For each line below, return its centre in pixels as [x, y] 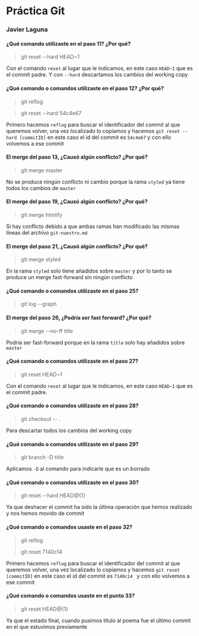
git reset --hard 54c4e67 [51, 113]
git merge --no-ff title [47, 331]
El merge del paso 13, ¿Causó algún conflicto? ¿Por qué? [77, 157]
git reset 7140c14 [41, 552]
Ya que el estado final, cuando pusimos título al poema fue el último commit [99, 620]
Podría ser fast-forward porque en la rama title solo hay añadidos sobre [96, 342]
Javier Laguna [27, 30]
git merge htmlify [41, 214]
